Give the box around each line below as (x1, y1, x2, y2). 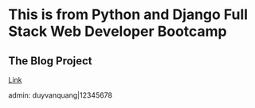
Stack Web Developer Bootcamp (8, 22, 227, 40)
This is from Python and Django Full (8, 6, 249, 24)
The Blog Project (8, 54, 93, 67)
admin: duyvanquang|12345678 (8, 91, 113, 100)
